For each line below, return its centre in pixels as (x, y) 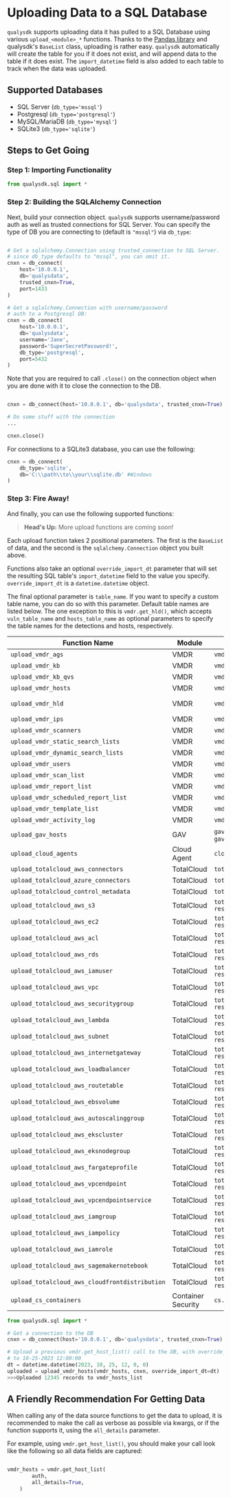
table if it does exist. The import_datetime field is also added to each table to (115, 61)
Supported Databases (55, 90)
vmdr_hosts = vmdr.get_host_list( (57, 1470)
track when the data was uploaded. (57, 68)
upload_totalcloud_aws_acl (55, 938)
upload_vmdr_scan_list (47, 775)
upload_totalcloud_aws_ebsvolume (65, 1102)
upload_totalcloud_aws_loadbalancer (70, 1069)
